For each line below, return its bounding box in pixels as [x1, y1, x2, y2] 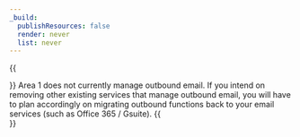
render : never [17, 30, 70, 39]
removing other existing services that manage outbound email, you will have [9, 90, 292, 100]
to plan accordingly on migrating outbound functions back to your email [9, 99, 275, 110]
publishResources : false [17, 21, 110, 30]
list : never [17, 38, 63, 47]
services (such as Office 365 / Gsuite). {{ [9, 108, 162, 119]
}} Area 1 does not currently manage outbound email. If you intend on [9, 80, 266, 90]
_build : [9, 13, 39, 22]
